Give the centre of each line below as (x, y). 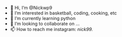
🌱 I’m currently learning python (43, 18)
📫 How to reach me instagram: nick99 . (52, 29)
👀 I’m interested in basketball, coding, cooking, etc (63, 13)
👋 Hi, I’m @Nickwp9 (31, 8)
